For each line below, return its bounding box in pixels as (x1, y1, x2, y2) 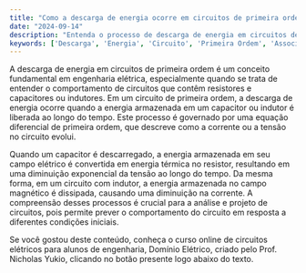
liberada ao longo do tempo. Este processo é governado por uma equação (9, 112, 289, 123)
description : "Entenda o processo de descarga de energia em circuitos (9, 30, 287, 39)
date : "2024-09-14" (9, 22, 84, 31)
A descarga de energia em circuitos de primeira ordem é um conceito (9, 64, 270, 75)
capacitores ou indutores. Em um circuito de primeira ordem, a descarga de (9, 93, 293, 104)
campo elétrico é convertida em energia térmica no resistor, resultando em (9, 158, 290, 169)
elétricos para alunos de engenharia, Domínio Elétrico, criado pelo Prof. (9, 244, 278, 255)
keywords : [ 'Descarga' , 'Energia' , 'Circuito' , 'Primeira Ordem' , (9, 38, 267, 48)
